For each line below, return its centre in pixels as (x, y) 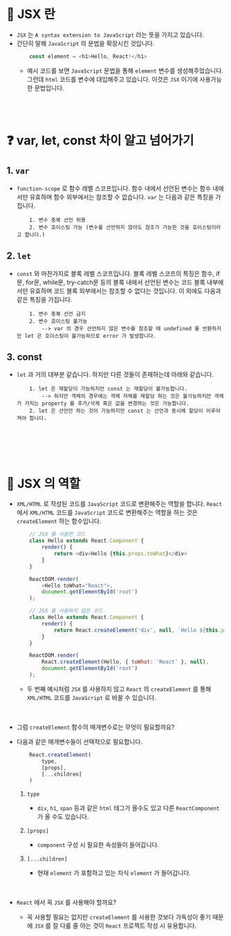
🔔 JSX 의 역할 (44, 484)
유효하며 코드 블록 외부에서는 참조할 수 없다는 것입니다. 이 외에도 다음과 (126, 291)
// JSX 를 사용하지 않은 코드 (66, 611)
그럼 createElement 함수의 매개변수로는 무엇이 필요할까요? (95, 727)
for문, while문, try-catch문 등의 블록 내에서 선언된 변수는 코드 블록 (115, 282)
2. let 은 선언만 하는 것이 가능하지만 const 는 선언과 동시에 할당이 (116, 411)
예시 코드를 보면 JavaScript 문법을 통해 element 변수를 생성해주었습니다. (125, 71)
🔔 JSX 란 (31, 14)
